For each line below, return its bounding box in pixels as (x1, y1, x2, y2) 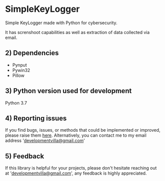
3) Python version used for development (5, 87, 132, 95)
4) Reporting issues (5, 114, 67, 122)
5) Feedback (5, 152, 44, 160)
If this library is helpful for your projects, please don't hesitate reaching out (5, 165, 157, 171)
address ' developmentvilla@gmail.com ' (5, 138, 85, 144)
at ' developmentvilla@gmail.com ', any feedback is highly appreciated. (5, 170, 147, 176)
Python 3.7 (5, 100, 27, 106)
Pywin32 (12, 67, 31, 73)
